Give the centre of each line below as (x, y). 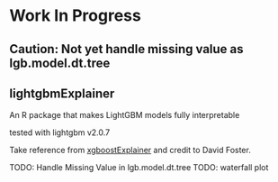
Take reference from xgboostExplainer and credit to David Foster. (130, 150)
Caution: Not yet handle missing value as (127, 49)
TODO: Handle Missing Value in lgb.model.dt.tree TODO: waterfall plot (139, 168)
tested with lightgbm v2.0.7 (60, 132)
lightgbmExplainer (62, 93)
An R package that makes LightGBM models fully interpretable (125, 115)
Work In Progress (75, 16)
